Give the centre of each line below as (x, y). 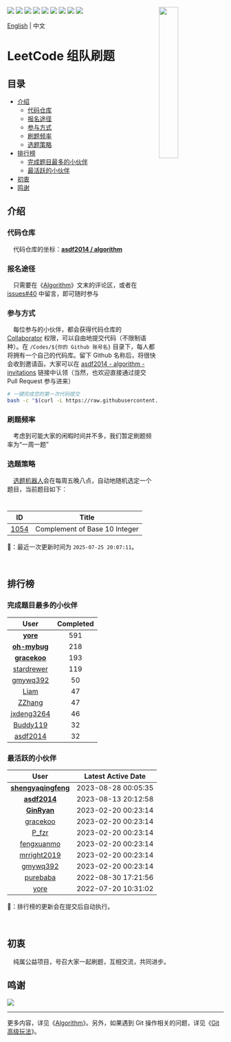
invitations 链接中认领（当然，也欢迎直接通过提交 (77, 373)
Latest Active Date (115, 776)
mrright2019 (40, 855)
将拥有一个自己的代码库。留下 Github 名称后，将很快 (81, 356)
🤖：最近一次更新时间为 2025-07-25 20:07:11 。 (73, 547)
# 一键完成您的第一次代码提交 (44, 394)
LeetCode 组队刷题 (61, 56)
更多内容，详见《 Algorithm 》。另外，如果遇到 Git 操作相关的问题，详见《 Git (113, 1023)
